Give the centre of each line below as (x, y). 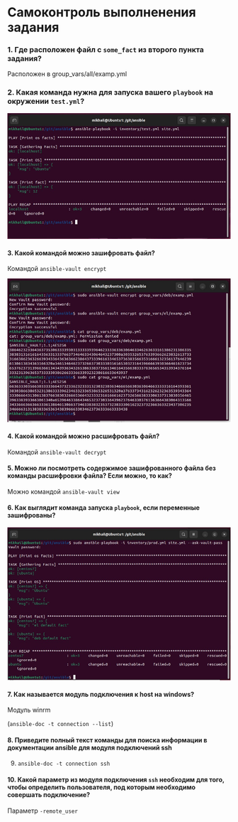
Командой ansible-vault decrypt (57, 452)
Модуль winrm (29, 710)
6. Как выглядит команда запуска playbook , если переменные (104, 508)
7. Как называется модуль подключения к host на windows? (101, 694)
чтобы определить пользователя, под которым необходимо (102, 787)
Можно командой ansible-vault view (64, 491)
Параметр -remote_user (42, 811)
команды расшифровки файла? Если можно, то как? (90, 476)
